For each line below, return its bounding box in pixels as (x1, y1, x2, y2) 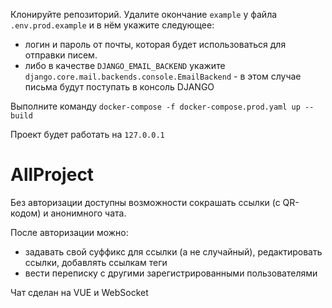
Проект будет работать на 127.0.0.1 (10, 129, 165, 140)
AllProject (10, 164, 95, 186)
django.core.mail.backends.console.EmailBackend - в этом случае (24, 70, 302, 82)
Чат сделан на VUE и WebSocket (10, 286, 149, 298)
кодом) (10, 207, 42, 219)
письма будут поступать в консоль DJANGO (24, 81, 215, 93)
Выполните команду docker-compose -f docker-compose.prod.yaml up (10, 100, 301, 112)
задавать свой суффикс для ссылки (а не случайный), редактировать (24, 245, 323, 258)
